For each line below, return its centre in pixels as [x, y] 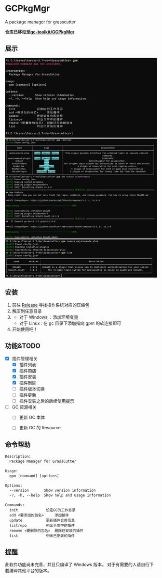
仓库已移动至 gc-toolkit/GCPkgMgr [40, 31]
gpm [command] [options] [34, 476]
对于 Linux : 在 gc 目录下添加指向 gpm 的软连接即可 [70, 323]
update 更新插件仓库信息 [42, 521]
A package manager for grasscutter [40, 22]
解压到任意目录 [27, 311]
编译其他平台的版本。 [30, 570]
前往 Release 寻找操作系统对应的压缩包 [51, 305]
